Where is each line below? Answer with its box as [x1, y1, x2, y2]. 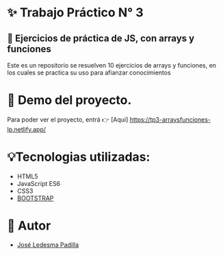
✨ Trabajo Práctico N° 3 [7, 5, 144, 21]
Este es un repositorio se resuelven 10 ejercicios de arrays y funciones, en [7, 62, 217, 69]
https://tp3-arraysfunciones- [129, 115, 211, 124]
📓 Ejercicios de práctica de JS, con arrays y [7, 32, 195, 44]
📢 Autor [7, 218, 51, 234]
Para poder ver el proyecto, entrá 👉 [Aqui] [7, 115, 129, 124]
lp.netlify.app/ [7, 125, 47, 133]
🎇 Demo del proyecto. [7, 92, 132, 108]
